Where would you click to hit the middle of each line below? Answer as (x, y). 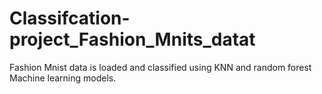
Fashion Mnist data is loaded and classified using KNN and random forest (160, 67)
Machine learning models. (63, 78)
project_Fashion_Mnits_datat (132, 39)
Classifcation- (70, 18)
